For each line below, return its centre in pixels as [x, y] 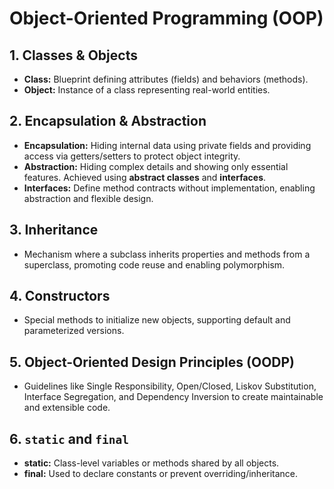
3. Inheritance [54, 230]
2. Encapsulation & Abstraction [108, 121]
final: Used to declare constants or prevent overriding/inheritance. [161, 474]
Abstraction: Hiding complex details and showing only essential [156, 166]
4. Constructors [60, 296]
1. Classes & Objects [73, 55]
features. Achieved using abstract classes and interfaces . [145, 177]
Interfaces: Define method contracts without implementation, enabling [169, 188]
